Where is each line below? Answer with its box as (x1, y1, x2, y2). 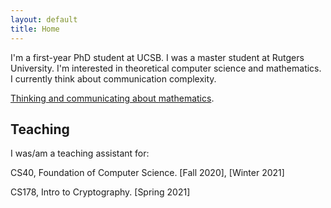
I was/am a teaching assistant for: (10, 147, 150, 160)
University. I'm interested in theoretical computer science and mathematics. (10, 62, 322, 74)
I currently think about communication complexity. (10, 72, 217, 85)
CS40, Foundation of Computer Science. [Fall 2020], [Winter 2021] (10, 167, 285, 179)
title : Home (10, 24, 60, 34)
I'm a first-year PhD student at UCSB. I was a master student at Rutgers (10, 51, 305, 63)
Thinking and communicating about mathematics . (10, 92, 215, 104)
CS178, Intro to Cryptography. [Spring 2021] (10, 186, 191, 198)
